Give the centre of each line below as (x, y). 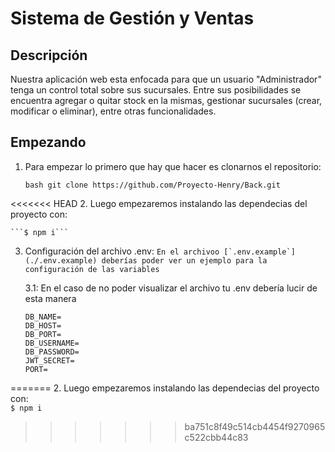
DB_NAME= (43, 317)
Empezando (48, 142)
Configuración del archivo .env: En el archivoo (122, 251)
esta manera (50, 298)
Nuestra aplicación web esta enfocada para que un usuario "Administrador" (166, 79)
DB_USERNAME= (52, 343)
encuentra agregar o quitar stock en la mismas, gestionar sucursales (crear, (166, 100)
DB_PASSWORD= (52, 352)
